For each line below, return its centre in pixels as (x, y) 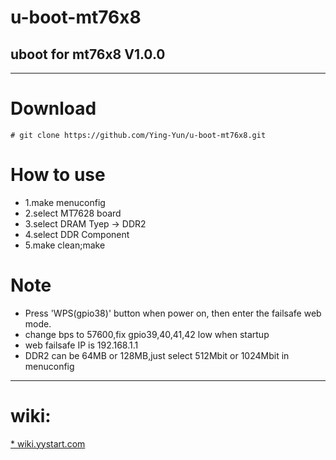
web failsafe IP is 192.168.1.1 (81, 345)
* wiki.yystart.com (48, 443)
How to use (58, 175)
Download (53, 108)
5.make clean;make (65, 245)
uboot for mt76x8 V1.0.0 (88, 54)
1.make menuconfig (65, 202)
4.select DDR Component (77, 234)
